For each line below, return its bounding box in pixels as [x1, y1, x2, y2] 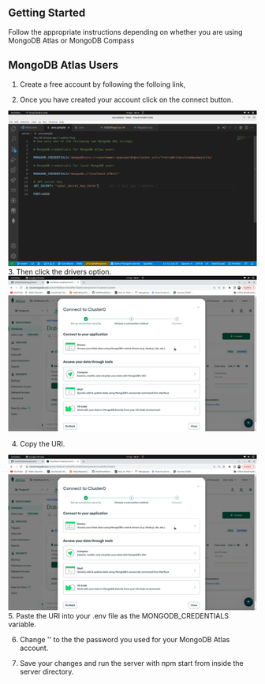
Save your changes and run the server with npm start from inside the [19, 658, 244, 667]
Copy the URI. [19, 439, 65, 448]
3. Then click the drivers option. [8, 267, 112, 276]
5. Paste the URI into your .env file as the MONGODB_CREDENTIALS [8, 611, 230, 620]
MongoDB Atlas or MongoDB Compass [8, 36, 135, 45]
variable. [8, 619, 37, 629]
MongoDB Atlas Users [8, 58, 119, 72]
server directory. [19, 667, 74, 676]
